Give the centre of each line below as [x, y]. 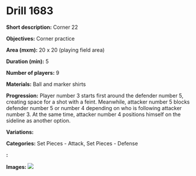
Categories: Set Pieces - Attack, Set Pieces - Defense [72, 143]
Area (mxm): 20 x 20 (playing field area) [55, 50]
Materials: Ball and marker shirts [46, 84]
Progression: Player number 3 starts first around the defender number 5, [95, 95]
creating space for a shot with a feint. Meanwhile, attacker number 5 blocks [98, 102]
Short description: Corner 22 [42, 27]
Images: [16, 167]
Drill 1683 [30, 11]
